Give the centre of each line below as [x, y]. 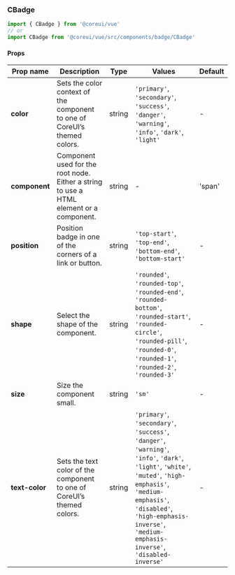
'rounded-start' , [163, 316]
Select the [73, 316]
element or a [77, 208]
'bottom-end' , [158, 251]
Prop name [30, 71]
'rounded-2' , [156, 367]
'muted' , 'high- [161, 475]
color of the [76, 470]
